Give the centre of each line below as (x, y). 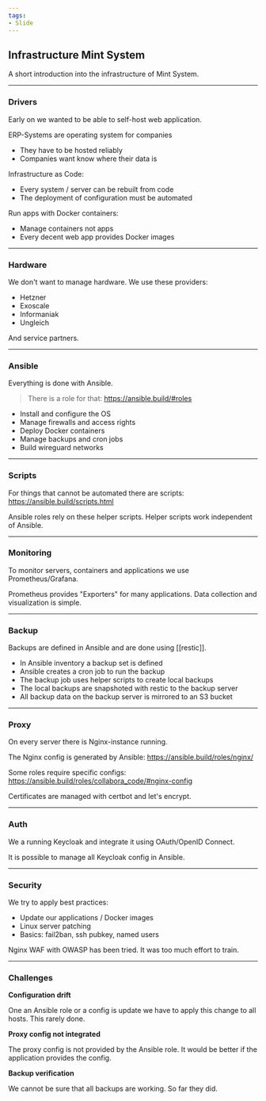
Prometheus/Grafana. (44, 579)
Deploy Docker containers (62, 431)
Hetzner (33, 297)
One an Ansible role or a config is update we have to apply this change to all (132, 1011)
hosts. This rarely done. (47, 1019)
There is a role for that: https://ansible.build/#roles (110, 399)
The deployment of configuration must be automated (106, 197)
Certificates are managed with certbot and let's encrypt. (100, 797)
